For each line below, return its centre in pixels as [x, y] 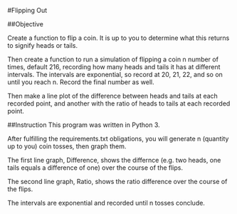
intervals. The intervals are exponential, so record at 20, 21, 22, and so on [115, 75]
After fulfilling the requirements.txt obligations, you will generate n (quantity [118, 139]
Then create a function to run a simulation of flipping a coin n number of [113, 59]
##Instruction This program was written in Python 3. [84, 125]
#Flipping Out [27, 10]
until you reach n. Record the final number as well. [81, 82]
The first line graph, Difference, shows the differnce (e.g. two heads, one [114, 160]
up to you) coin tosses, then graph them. [67, 146]
